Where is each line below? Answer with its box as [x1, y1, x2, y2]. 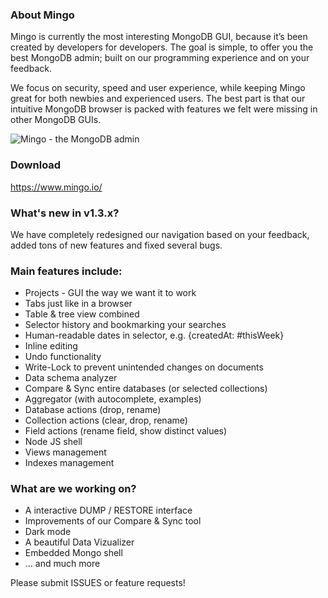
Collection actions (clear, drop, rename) [24, 414, 188, 427]
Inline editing [24, 340, 78, 352]
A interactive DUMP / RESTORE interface [24, 504, 193, 517]
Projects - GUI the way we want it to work [24, 287, 197, 299]
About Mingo [10, 8, 75, 22]
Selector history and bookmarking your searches [24, 319, 227, 331]
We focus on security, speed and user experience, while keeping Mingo [10, 82, 306, 94]
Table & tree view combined [24, 308, 140, 320]
